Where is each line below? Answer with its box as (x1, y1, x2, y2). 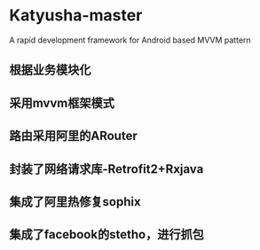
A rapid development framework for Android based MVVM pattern (9, 35, 251, 45)
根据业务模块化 (9, 63, 91, 78)
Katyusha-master (9, 5, 143, 26)
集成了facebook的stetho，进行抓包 (9, 227, 204, 242)
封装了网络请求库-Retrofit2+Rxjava (9, 161, 204, 176)
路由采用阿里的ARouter (9, 129, 138, 144)
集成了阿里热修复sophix (9, 194, 141, 209)
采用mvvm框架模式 (9, 95, 115, 111)
